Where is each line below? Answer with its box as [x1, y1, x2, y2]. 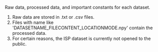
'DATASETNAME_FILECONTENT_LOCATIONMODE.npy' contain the [12, 25, 153, 31]
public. [12, 41, 27, 47]
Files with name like [12, 20, 54, 25]
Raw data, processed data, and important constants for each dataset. [5, 5, 151, 10]
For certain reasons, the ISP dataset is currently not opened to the [12, 35, 151, 41]
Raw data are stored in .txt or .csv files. [12, 14, 95, 20]
